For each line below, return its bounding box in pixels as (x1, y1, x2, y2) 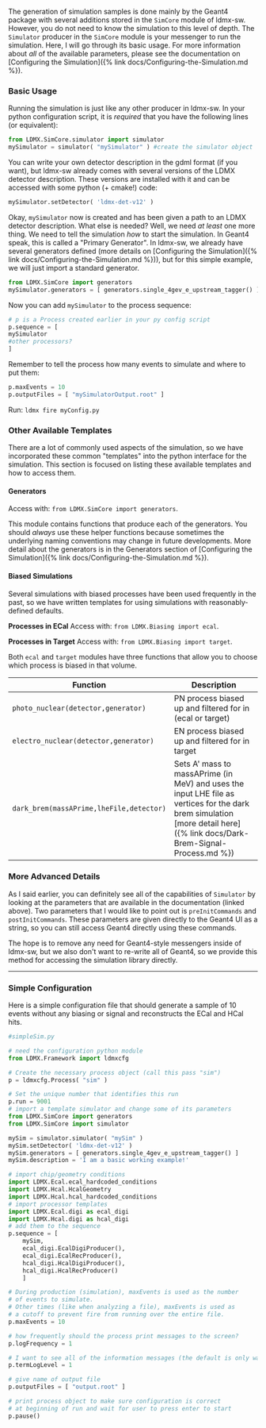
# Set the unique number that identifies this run (8, 1091, 179, 1099)
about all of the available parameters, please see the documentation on (8, 49, 241, 58)
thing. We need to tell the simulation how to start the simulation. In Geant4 (8, 229, 249, 239)
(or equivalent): (8, 121, 59, 130)
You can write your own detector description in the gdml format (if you (8, 158, 238, 167)
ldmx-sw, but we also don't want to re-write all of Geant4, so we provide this (8, 946, 257, 956)
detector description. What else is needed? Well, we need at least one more (8, 221, 256, 230)
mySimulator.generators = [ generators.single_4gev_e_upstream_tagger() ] (8, 286, 260, 294)
